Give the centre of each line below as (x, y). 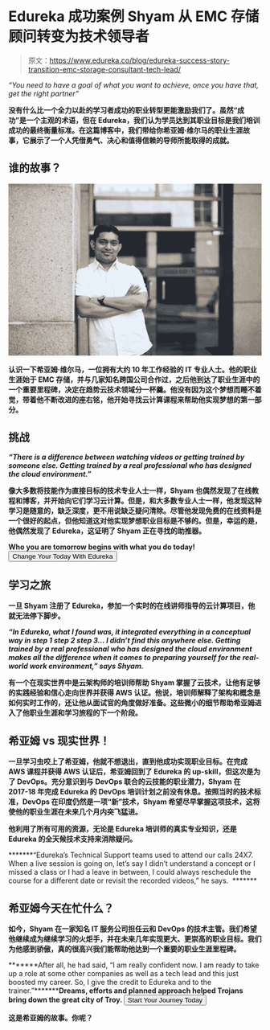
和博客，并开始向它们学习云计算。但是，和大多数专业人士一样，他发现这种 (138, 501)
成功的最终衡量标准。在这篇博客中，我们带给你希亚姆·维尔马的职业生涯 (126, 130)
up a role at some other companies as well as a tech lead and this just (124, 973)
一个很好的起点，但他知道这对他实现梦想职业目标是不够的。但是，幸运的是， (135, 521)
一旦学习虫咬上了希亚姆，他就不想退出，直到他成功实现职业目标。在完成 (128, 761)
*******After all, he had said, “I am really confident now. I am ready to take (134, 965)
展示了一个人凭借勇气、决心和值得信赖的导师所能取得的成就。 (131, 140)
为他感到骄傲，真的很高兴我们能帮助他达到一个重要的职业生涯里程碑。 (125, 949)
